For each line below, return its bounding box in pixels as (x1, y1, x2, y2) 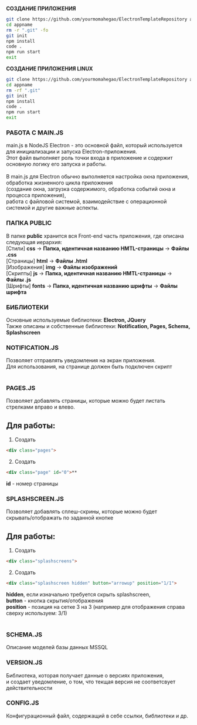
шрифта (6, 288, 27, 295)
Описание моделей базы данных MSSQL (6, 644, 108, 651)
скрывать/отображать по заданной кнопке (6, 514, 114, 521)
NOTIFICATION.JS (6, 343, 59, 352)
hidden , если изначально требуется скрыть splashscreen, (6, 591, 151, 598)
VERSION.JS (6, 659, 43, 667)
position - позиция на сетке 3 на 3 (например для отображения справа (6, 603, 185, 610)
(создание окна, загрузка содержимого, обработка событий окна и (6, 186, 176, 193)
